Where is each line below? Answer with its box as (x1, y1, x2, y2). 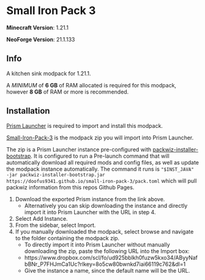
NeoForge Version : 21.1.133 (6, 35, 75, 43)
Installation (6, 106, 50, 116)
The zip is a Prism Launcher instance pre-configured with (6, 146, 152, 153)
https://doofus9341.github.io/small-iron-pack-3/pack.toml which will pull (6, 177, 197, 184)
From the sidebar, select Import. (15, 221, 96, 229)
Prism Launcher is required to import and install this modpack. (6, 122, 163, 129)
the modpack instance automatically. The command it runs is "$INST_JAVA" (6, 165, 195, 172)
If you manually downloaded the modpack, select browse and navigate (15, 227, 194, 235)
